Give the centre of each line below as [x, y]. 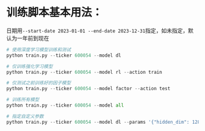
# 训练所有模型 [23, 100]
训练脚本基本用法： [55, 12]
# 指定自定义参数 [25, 116]
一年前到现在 [33, 38]
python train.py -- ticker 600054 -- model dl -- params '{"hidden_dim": [98, 122]
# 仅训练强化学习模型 [30, 66]
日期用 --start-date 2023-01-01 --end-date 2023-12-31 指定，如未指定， [97, 30]
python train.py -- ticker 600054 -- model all [65, 105]
